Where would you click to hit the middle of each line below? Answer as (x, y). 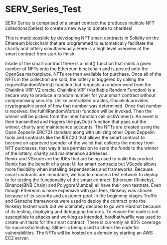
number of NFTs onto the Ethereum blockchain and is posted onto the (77, 69)
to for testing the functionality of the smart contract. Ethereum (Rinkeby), (80, 180)
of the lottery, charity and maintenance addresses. (57, 153)
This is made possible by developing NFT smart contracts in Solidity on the (82, 38)
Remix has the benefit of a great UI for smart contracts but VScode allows (81, 164)
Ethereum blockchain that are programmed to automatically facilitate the (79, 43)
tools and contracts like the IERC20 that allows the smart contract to (75, 137)
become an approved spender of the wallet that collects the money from (80, 142)
